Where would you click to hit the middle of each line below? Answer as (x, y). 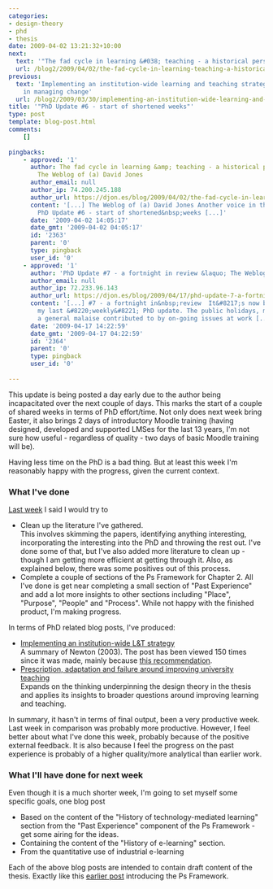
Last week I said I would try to (58, 510)
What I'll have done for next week (76, 775)
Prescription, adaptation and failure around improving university (127, 669)
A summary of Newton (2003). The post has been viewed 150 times (133, 652)
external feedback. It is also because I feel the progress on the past (121, 746)
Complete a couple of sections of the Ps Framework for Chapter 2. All (136, 577)
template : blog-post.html (52, 122)
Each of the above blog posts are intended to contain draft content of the (131, 868)
